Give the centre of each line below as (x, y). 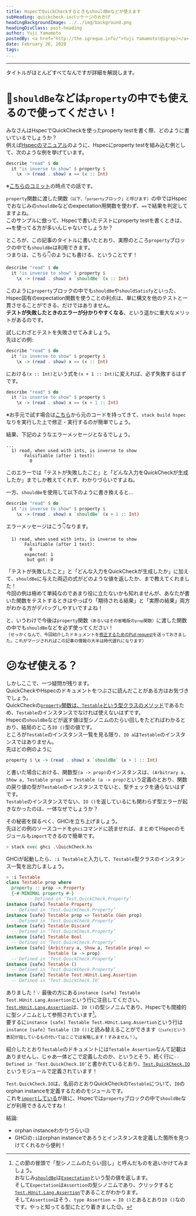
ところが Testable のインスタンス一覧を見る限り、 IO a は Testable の (86, 734)
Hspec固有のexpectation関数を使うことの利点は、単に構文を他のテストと (94, 298)
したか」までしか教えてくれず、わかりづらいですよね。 (72, 480)
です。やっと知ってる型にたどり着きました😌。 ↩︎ (73, 1207)
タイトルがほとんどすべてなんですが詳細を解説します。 (72, 72)
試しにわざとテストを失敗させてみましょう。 (60, 332)
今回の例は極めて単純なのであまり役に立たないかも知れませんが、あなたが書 (98, 593)
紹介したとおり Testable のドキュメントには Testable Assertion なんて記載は (96, 1049)
